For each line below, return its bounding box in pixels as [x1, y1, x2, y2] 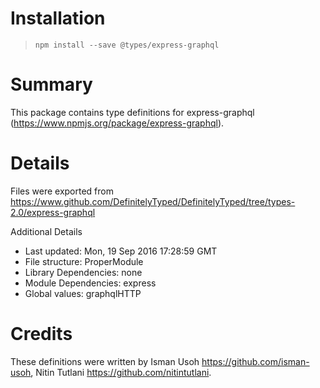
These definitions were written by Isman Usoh [10, 355, 200, 367]
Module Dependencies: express [24, 277, 157, 289]
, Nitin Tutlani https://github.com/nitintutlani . [30, 366, 212, 378]
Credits [10, 323, 73, 345]
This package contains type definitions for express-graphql [10, 106, 255, 118]
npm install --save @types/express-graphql [34, 40, 220, 50]
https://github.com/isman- [201, 355, 310, 367]
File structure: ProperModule [24, 255, 144, 267]
